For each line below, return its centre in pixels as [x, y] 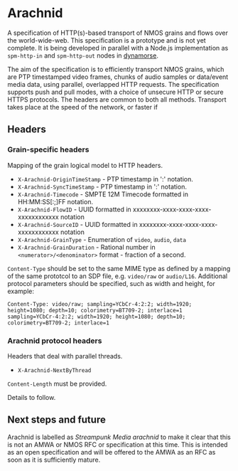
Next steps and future [57, 420]
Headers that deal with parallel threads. [65, 356]
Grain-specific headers [48, 149]
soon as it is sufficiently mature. [54, 460]
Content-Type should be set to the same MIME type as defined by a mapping [119, 268]
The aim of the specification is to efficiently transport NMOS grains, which [116, 69]
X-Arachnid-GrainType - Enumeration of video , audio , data [102, 239]
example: [21, 291]
